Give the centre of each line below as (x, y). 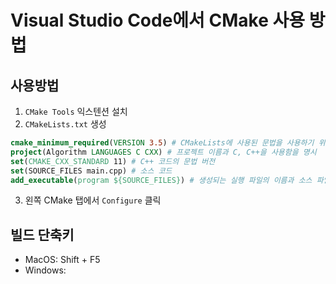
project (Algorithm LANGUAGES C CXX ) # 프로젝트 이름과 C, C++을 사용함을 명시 (163, 152)
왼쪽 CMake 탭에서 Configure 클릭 (93, 200)
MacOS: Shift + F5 (62, 260)
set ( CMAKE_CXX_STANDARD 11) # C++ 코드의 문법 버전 (113, 161)
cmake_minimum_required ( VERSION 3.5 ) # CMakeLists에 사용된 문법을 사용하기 (162, 143)
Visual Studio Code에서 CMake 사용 (158, 20)
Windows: (45, 270)
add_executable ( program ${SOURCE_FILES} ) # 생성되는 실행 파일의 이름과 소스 (161, 180)
